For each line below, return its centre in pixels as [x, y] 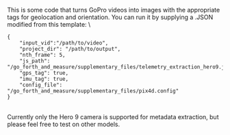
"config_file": [41, 85]
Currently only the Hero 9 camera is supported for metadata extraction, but [113, 117]
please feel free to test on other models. [64, 124]
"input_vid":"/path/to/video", [64, 43]
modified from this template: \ [49, 24]
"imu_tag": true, [44, 79]
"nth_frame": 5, [43, 55]
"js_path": [35, 61]
